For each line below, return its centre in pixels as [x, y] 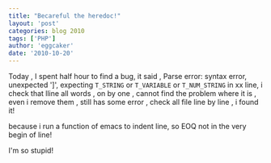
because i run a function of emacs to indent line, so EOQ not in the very [127, 126]
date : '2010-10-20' [41, 53]
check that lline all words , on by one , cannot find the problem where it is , [133, 93]
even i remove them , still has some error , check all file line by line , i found [133, 102]
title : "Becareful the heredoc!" [65, 16]
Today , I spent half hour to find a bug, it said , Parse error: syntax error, [128, 76]
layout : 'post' [34, 23]
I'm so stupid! [31, 150]
